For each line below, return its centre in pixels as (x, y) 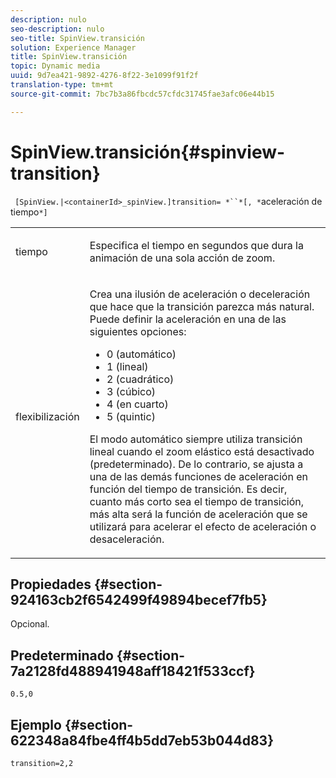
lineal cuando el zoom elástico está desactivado (202, 451)
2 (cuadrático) (140, 379)
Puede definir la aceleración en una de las (188, 319)
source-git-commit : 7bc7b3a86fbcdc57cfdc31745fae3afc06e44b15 (142, 94)
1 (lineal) (127, 366)
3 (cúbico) (131, 391)
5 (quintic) (131, 416)
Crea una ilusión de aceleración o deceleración (200, 294)
